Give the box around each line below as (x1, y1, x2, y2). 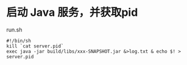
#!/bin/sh (6, 38, 32, 44)
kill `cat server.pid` (6, 43, 64, 49)
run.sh (6, 26, 23, 33)
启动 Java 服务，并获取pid (6, 5, 138, 19)
